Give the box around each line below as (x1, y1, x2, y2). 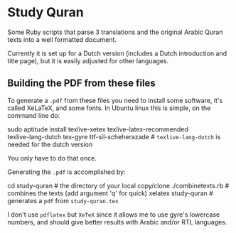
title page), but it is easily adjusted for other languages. (7, 56, 169, 65)
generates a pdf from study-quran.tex (7, 196, 119, 205)
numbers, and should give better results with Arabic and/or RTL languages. (7, 217, 227, 226)
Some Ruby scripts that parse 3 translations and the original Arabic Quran (7, 28, 223, 36)
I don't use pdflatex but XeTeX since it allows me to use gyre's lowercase (7, 210, 220, 219)
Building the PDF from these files (7, 77, 156, 90)
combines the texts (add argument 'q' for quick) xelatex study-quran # (7, 189, 213, 197)
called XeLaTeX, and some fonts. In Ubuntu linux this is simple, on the (7, 104, 211, 112)
